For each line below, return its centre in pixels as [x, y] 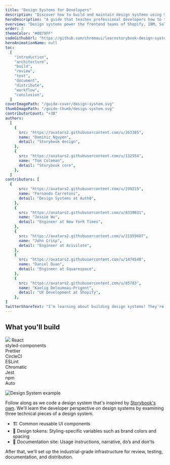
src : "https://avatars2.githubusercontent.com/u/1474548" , [82, 260]
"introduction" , [32, 57]
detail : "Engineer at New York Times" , [60, 222]
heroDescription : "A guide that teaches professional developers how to [83, 19]
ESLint [12, 361]
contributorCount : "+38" [31, 114]
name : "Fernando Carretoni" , [49, 193]
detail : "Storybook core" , [47, 165]
